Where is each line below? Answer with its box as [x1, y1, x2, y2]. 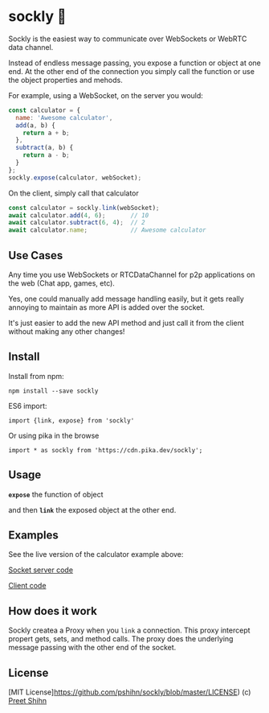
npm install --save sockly [8, 386, 99, 395]
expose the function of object [8, 489, 104, 499]
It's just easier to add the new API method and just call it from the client [8, 318, 245, 328]
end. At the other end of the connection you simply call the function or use [8, 66, 255, 76]
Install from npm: [8, 371, 64, 381]
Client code [8, 581, 47, 591]
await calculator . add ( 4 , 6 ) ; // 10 [8, 211, 149, 220]
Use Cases [8, 249, 63, 262]
